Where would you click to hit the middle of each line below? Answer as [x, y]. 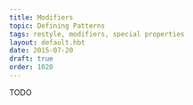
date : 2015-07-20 [41, 51]
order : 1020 [31, 68]
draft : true [31, 59]
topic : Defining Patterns [57, 26]
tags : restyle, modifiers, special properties [97, 34]
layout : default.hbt [48, 42]
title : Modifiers [41, 17]
